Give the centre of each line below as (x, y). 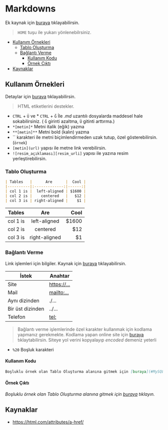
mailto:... (59, 292)
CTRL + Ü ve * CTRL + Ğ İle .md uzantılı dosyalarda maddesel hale (77, 116)
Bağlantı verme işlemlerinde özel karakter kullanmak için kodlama (85, 329)
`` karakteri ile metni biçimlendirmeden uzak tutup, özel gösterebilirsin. (85, 137)
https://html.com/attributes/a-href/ (48, 422)
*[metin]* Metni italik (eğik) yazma (48, 126)
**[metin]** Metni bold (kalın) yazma (51, 132)
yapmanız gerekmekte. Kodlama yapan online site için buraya (80, 334)
